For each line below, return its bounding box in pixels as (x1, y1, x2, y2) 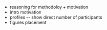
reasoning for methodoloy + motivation (9, 4, 88, 10)
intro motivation (9, 9, 42, 15)
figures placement (9, 19, 47, 25)
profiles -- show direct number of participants (9, 15, 103, 20)
